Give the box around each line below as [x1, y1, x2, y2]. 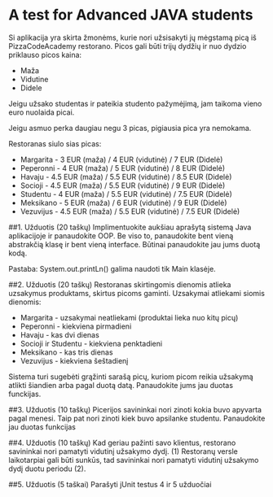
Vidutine [20, 74, 49, 84]
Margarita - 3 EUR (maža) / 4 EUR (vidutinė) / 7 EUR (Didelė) [20, 155, 223, 164]
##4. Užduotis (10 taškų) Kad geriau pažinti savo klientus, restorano [8, 438, 236, 447]
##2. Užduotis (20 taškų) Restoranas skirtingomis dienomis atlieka [8, 279, 231, 290]
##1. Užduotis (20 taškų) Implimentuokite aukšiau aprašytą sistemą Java [8, 222, 252, 232]
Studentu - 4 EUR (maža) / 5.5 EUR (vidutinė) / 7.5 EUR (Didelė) [20, 189, 232, 198]
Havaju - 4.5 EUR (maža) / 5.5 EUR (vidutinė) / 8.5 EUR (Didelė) [20, 172, 232, 181]
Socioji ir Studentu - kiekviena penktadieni [20, 338, 163, 348]
